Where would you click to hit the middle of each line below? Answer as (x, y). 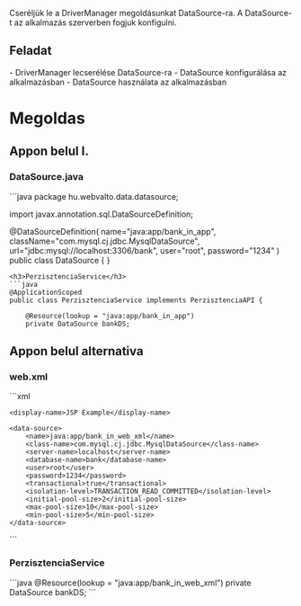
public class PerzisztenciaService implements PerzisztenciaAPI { (136, 300)
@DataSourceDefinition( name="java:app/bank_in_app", (113, 231)
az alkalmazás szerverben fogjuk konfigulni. (95, 22)
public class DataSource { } (60, 260)
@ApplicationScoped (46, 292)
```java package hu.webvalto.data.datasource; (94, 196)
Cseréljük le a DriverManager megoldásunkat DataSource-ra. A (126, 13)
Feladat (31, 51)
